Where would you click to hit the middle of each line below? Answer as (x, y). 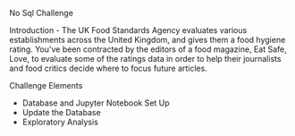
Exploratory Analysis (60, 122)
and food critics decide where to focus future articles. (108, 68)
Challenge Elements (46, 85)
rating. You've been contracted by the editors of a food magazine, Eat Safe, (148, 49)
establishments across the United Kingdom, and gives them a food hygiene (147, 40)
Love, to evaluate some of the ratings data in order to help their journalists (145, 59)
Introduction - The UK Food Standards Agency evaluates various (128, 30)
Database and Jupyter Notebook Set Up (96, 103)
